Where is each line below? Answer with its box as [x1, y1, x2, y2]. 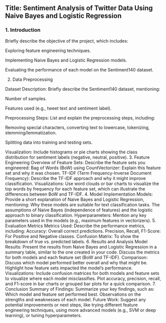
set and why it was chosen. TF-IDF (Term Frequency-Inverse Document [5, 170, 152, 176]
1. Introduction [5, 27, 41, 34]
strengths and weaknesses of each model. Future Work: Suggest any [5, 296, 146, 302]
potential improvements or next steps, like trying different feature [5, 302, 138, 308]
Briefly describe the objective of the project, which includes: [5, 38, 128, 44]
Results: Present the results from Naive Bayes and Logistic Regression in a [5, 244, 157, 250]
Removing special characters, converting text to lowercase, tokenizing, [5, 124, 150, 130]
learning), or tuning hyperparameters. [5, 312, 82, 318]
